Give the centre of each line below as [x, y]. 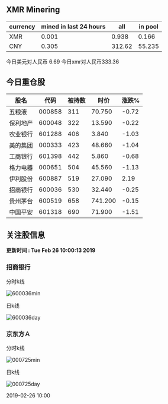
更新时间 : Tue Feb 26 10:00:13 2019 [51, 250]
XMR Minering [33, 10]
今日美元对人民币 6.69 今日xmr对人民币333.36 [63, 61]
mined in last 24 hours [73, 26]
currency [22, 26]
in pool [148, 26]
